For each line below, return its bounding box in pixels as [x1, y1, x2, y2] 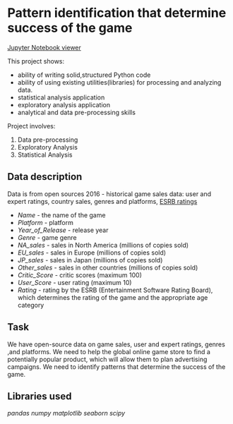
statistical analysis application [17, 93, 105, 102]
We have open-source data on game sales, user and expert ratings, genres [7, 340, 226, 349]
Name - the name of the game [17, 210, 106, 219]
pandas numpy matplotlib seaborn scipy [7, 409, 126, 418]
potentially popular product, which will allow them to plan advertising [7, 355, 208, 363]
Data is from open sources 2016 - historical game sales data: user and [7, 189, 212, 198]
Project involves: [7, 121, 56, 130]
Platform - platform [17, 218, 74, 226]
